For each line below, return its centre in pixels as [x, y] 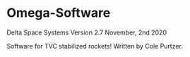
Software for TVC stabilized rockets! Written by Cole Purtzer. [95, 46]
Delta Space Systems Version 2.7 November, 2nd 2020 [87, 32]
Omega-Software [59, 13]
